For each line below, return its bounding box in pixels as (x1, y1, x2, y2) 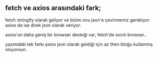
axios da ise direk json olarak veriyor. (5, 22, 81, 28)
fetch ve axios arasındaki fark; (5, 4, 101, 12)
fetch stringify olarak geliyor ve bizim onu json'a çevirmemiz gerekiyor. (5, 17, 151, 23)
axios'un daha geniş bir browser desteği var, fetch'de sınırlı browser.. (5, 31, 147, 37)
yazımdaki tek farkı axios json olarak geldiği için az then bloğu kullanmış (5, 41, 153, 47)
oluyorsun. (5, 46, 27, 52)
